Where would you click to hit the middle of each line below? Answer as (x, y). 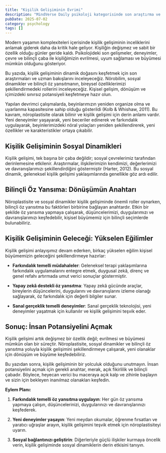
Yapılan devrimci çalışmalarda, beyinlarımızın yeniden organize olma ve (78, 104)
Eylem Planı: (18, 390)
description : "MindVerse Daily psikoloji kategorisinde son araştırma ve (83, 14)
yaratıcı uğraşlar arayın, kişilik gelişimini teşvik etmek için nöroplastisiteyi (86, 425)
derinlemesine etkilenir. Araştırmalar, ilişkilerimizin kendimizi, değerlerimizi (81, 163)
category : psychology (28, 24)
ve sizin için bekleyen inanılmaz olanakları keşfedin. (58, 380)
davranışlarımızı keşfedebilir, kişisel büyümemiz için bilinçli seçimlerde (77, 218)
